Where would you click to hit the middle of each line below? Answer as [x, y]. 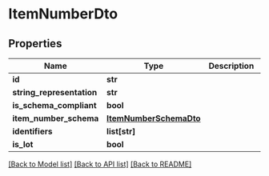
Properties [35, 44]
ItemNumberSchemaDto [154, 118]
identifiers [32, 131]
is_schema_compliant [54, 105]
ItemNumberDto [63, 14]
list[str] [121, 131]
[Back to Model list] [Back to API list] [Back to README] [100, 164]
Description [231, 66]
